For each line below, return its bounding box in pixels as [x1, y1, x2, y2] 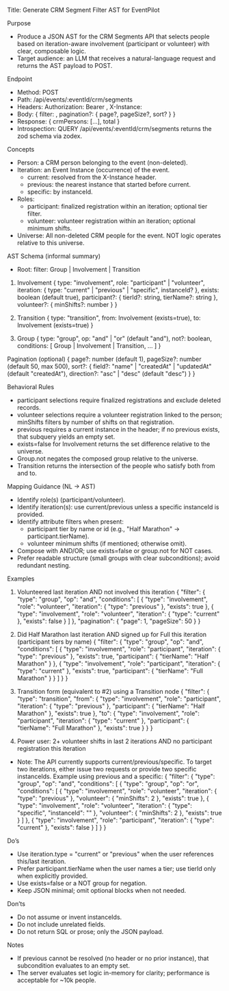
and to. [16, 469, 38, 477]
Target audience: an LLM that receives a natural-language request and [16, 54, 216, 62]
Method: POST [16, 89, 59, 96]
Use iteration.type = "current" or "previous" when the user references [16, 850, 214, 858]
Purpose [7, 19, 31, 27]
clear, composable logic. [16, 47, 87, 55]
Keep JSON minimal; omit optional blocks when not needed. [16, 887, 187, 894]
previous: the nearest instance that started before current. [27, 180, 191, 188]
